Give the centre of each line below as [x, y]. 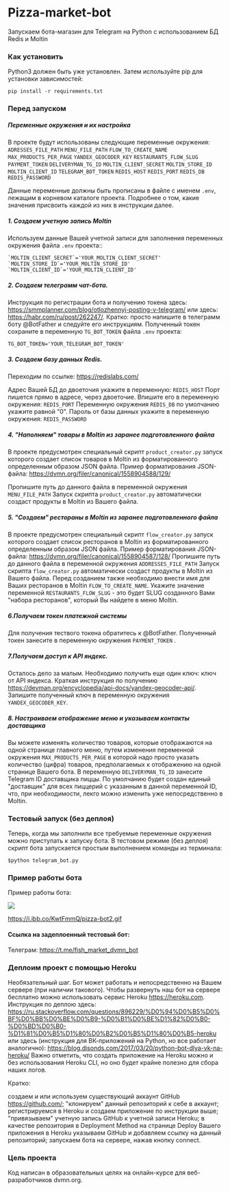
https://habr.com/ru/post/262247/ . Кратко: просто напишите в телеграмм [114, 317]
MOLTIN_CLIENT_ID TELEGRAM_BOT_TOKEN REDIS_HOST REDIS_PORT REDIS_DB [106, 172]
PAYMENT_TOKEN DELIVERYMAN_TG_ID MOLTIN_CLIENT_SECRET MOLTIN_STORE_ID [110, 165]
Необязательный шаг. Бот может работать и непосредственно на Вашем [115, 982]
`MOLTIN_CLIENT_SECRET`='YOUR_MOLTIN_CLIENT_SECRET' [85, 258]
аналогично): [27, 1048]
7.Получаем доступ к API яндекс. [58, 656]
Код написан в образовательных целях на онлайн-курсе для [97, 1172]
